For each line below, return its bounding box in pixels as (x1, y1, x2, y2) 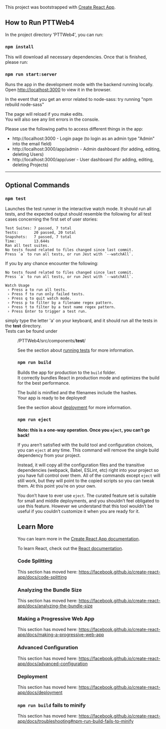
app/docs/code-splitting (17, 574, 67, 580)
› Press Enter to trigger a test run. (7, 309, 87, 314)
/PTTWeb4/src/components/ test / (17, 338, 86, 344)
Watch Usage (5, 283, 30, 288)
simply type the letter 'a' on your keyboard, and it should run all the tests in (5, 318, 158, 323)
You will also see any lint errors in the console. (5, 116, 100, 123)
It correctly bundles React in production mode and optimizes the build (17, 375, 160, 381)
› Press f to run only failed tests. (7, 292, 85, 297)
